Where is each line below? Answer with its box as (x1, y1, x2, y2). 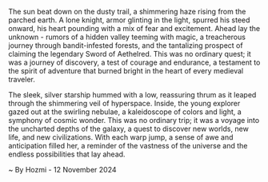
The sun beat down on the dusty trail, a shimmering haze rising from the (8, 7, 246, 16)
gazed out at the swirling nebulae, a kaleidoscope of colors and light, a (8, 107, 242, 117)
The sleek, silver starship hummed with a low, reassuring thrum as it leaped (8, 90, 257, 99)
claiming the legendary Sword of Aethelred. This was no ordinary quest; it (8, 49, 252, 58)
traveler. (8, 75, 36, 84)
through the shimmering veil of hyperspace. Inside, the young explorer (8, 99, 241, 108)
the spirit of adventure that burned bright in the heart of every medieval (8, 66, 244, 75)
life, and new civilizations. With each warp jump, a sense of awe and (8, 133, 234, 142)
